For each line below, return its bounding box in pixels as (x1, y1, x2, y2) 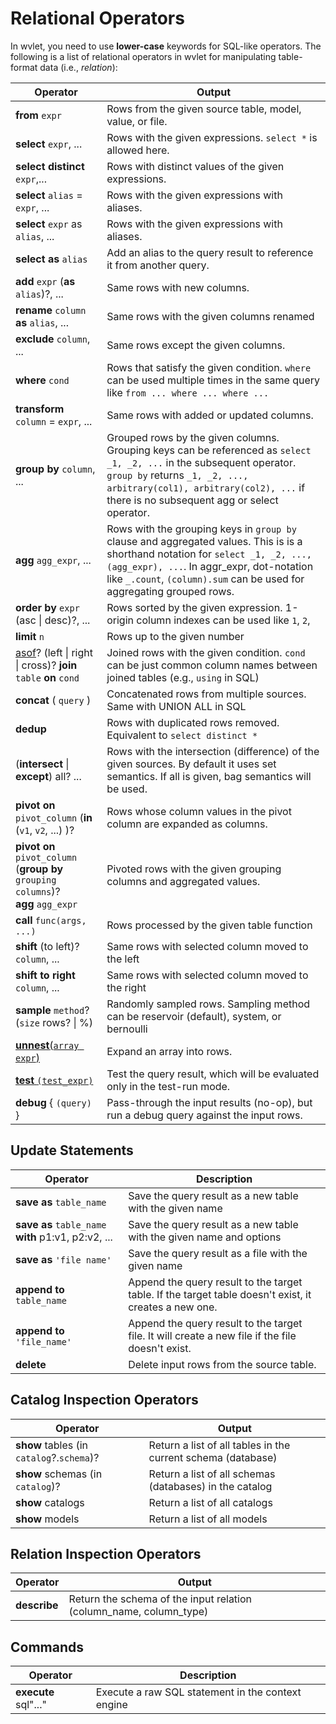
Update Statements (10, 1142, 134, 1159)
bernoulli (106, 1022, 148, 1036)
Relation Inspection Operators (10, 1545, 202, 1562)
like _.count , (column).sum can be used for (106, 572, 305, 586)
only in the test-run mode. (106, 1079, 231, 1093)
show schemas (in (15, 1467, 103, 1481)
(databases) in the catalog (148, 1479, 273, 1493)
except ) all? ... (15, 769, 82, 783)
